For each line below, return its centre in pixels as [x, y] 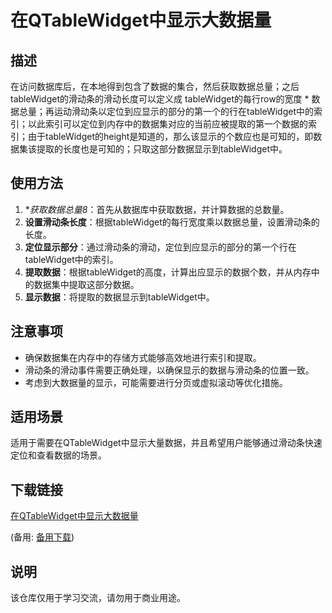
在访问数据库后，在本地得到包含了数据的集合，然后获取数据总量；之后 [155, 86]
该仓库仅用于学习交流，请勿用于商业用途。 [98, 598]
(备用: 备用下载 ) [42, 537]
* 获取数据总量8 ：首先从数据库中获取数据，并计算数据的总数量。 [157, 209]
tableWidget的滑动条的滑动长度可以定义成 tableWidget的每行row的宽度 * [160, 99]
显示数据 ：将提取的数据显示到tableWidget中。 [119, 297]
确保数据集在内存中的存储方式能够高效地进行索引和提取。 [143, 357]
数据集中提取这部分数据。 [86, 284]
